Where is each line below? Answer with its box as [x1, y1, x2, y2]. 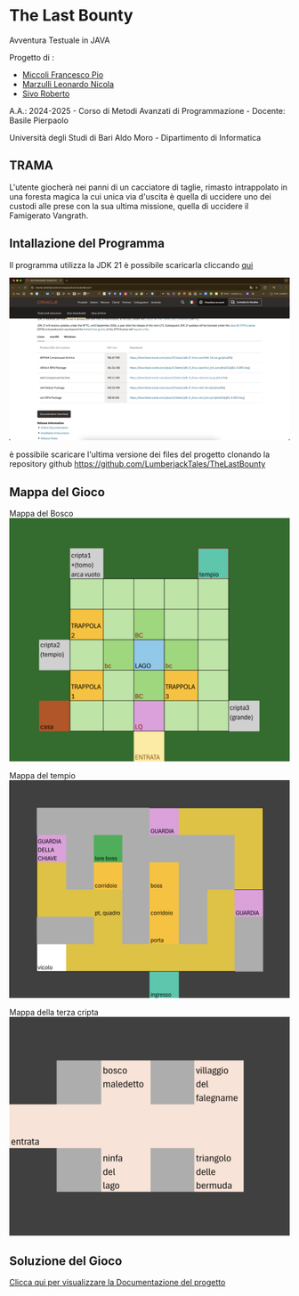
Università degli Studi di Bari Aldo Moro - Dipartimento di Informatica [9, 132, 262, 143]
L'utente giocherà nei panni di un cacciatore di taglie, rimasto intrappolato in [9, 182, 287, 192]
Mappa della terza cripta [9, 1007, 100, 1018]
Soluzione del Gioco [9, 1253, 123, 1268]
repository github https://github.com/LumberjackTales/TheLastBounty [9, 459, 266, 469]
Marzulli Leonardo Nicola [21, 78, 114, 89]
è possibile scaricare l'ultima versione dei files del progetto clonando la [9, 449, 271, 460]
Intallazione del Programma [9, 236, 165, 251]
